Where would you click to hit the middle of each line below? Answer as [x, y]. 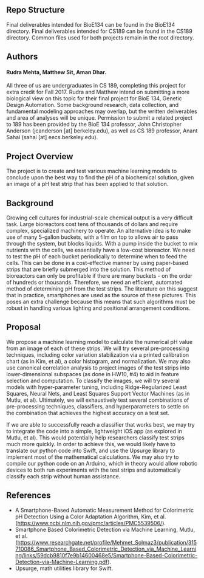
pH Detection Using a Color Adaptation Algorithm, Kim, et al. [90, 517]
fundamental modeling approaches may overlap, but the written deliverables [102, 111]
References [29, 496]
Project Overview [40, 157]
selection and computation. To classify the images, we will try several [93, 380]
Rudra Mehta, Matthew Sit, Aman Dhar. [56, 72]
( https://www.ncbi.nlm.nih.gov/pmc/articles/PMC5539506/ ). [90, 523]
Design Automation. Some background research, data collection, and [93, 105]
